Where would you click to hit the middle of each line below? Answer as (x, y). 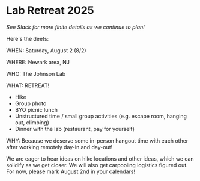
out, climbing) (32, 122)
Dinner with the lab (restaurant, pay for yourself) (75, 129)
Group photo (31, 103)
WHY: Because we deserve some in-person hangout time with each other (97, 140)
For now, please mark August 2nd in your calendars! (71, 171)
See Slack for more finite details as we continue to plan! (76, 27)
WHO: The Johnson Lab (36, 73)
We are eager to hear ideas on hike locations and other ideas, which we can (100, 158)
